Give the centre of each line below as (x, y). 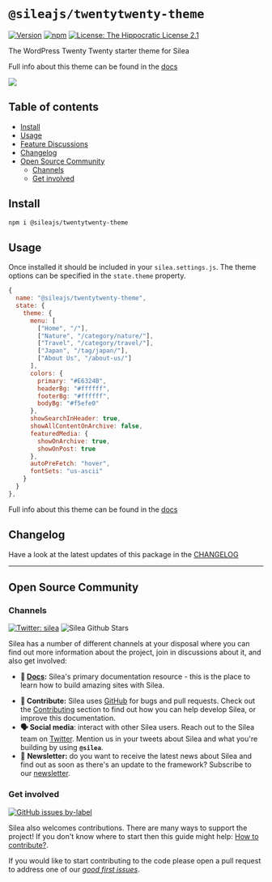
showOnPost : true (66, 449)
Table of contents (53, 107)
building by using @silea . (62, 748)
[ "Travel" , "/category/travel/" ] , (96, 343)
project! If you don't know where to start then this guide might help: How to (134, 836)
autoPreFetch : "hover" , (70, 464)
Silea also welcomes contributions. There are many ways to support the (128, 828)
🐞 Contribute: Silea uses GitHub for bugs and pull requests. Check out (138, 701)
